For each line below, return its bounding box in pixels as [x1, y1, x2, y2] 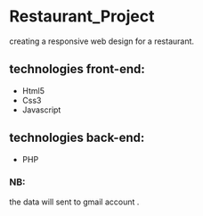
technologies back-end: [9, 130, 145, 145]
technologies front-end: [9, 62, 145, 77]
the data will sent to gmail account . [9, 196, 140, 207]
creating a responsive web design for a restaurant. [9, 36, 194, 46]
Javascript [21, 104, 61, 115]
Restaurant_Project [9, 6, 155, 27]
